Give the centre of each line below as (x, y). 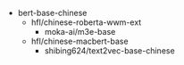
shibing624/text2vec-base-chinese (110, 51)
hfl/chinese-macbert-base (79, 41)
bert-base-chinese (52, 13)
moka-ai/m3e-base (80, 32)
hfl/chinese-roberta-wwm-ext (86, 22)
